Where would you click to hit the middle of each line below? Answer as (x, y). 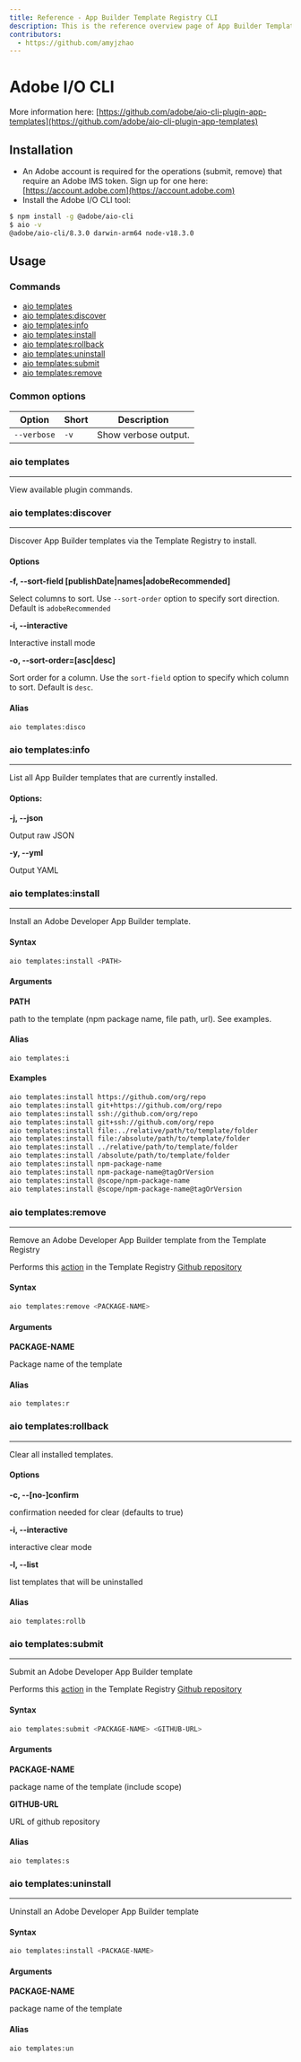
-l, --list (24, 1564)
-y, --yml (26, 853)
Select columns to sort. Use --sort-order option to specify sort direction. (144, 599)
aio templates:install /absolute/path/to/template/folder (120, 1156)
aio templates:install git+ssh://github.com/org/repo (112, 1122)
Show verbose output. (143, 435)
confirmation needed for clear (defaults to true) (96, 1512)
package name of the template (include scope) (95, 1786)
